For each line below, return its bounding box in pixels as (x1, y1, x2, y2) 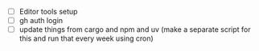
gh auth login (18, 16, 64, 25)
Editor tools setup (18, 7, 78, 16)
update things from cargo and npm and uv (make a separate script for (18, 25, 251, 34)
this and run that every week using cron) (18, 33, 154, 43)
